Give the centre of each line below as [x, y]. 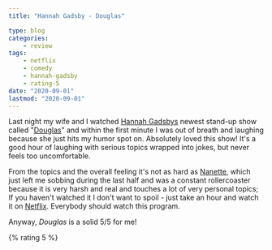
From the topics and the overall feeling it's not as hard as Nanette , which [130, 172]
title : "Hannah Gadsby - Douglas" [67, 16]
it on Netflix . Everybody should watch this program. [94, 206]
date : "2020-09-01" [41, 91]
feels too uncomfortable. [50, 156]
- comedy [38, 69]
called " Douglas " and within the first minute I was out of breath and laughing [136, 130]
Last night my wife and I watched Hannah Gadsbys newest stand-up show [133, 122]
